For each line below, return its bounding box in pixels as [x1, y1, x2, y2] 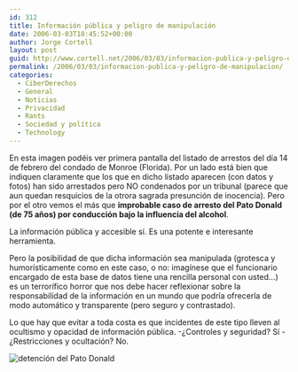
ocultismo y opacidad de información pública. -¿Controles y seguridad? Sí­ [9, 326, 280, 337]
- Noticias [17, 95, 58, 105]
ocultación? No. [71, 336, 129, 346]
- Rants [17, 112, 46, 120]
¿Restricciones [9, 336, 64, 346]
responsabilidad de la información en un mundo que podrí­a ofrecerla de [9, 290, 272, 301]
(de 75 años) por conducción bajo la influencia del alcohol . [9, 209, 229, 220]
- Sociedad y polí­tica [17, 120, 101, 129]
